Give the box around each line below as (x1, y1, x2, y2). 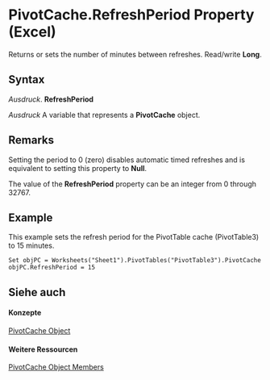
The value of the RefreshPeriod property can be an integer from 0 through (8, 179, 256, 189)
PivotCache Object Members (8, 362, 105, 372)
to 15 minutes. (8, 240, 55, 251)
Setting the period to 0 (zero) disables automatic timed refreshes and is (8, 155, 246, 165)
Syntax (8, 73, 45, 86)
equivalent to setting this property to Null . (8, 163, 147, 173)
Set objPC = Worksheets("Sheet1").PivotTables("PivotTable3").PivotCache (8, 257, 262, 265)
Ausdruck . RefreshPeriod (8, 94, 94, 104)
